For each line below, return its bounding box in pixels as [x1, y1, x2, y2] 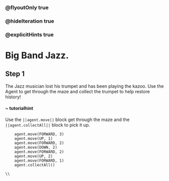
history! [5, 94, 21, 100]
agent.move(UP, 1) [14, 136, 53, 141]
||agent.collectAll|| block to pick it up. [5, 122, 90, 128]
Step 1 [5, 70, 25, 78]
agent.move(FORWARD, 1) [14, 158, 65, 163]
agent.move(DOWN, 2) [14, 145, 58, 150]
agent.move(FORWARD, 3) [14, 132, 65, 137]
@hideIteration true [5, 17, 54, 24]
